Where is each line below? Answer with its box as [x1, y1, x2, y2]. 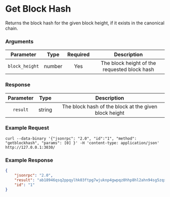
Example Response [5, 156, 54, 163]
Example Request [5, 124, 49, 132]
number [44, 63, 63, 70]
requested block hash [102, 66, 154, 73]
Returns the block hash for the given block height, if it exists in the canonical [5, 20, 164, 26]
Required [67, 51, 90, 58]
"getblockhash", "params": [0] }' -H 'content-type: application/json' [5, 140, 159, 145]
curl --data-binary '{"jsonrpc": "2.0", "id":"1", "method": [5, 136, 137, 141]
